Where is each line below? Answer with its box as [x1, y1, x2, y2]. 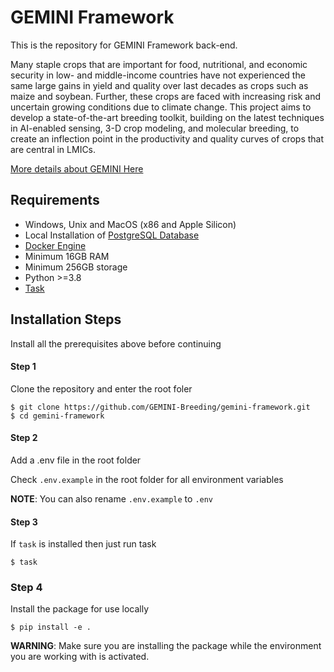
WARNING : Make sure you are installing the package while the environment [10, 640, 322, 652]
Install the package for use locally [10, 603, 150, 615]
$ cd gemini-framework [10, 411, 105, 421]
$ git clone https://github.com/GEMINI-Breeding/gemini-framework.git [10, 402, 311, 412]
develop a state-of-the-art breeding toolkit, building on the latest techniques [10, 111, 325, 123]
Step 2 [10, 432, 38, 444]
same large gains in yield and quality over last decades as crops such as [10, 79, 309, 91]
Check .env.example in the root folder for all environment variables [10, 473, 284, 485]
